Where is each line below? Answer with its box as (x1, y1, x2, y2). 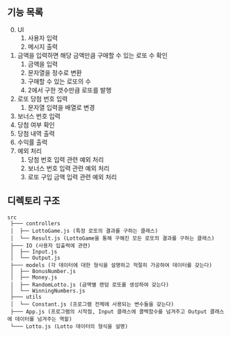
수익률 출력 (17, 138, 48, 146)
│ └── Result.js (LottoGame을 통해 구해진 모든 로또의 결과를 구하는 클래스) (10, 235, 215, 242)
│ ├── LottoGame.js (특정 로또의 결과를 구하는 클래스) (10, 227, 159, 234)
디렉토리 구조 (7, 195, 61, 207)
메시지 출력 (27, 42, 58, 51)
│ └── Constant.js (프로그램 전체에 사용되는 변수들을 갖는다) (10, 301, 175, 308)
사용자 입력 (27, 33, 58, 42)
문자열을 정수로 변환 (27, 68, 82, 76)
